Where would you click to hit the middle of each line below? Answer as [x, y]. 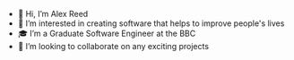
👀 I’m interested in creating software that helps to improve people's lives [151, 23]
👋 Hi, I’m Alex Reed [53, 14]
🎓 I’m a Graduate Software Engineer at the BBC [107, 33]
